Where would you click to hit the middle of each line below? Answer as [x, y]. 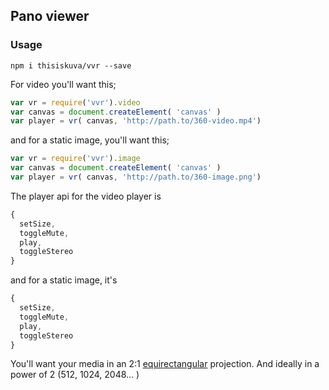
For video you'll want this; [63, 84]
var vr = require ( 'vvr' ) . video [75, 102]
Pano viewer [50, 16]
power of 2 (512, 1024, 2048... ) [75, 375]
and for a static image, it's [64, 280]
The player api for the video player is [86, 196]
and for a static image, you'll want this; [90, 140]
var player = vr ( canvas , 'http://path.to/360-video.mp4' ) [136, 121]
